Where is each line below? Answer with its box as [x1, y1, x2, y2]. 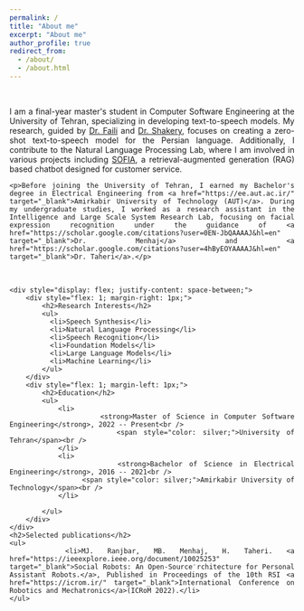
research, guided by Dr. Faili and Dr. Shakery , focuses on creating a [9, 125, 271, 136]
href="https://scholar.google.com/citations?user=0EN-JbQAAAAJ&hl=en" [9, 228, 281, 238]
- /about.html [17, 64, 71, 73]
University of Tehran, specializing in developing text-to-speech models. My [9, 115, 295, 127]
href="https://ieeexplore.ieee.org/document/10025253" [9, 554, 221, 563]
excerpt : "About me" [9, 30, 88, 39]
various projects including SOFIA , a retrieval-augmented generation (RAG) [9, 154, 295, 164]
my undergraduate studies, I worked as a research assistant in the [9, 204, 295, 213]
